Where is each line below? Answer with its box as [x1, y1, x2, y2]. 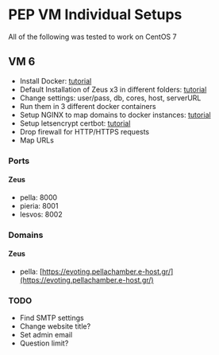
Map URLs [19, 135, 54, 145]
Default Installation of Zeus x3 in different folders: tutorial [19, 84, 207, 94]
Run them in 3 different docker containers [19, 101, 156, 111]
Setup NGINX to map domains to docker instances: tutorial [19, 110, 212, 119]
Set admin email [19, 330, 73, 340]
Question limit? [19, 338, 69, 348]
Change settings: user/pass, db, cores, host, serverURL [19, 93, 202, 103]
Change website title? [19, 322, 91, 331]
